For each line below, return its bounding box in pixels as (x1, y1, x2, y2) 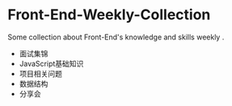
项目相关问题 (19, 68, 62, 78)
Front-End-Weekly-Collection (7, 6, 211, 24)
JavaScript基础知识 (19, 59, 84, 68)
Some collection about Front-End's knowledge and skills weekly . (7, 32, 225, 42)
